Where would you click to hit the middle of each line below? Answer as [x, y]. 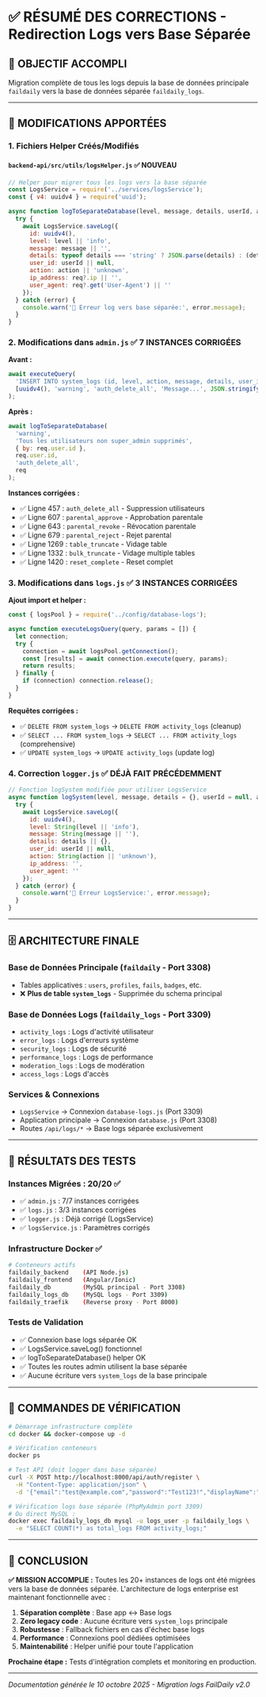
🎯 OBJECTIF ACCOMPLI [68, 63]
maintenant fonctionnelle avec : [59, 1597]
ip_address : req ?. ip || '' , [76, 278]
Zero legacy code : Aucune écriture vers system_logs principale [123, 1621]
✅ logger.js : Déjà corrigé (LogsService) [87, 1219]
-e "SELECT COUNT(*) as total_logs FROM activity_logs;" [111, 1529]
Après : [21, 411]
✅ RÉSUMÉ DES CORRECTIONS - [118, 17]
